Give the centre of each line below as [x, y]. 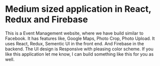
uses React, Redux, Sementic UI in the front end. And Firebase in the [75, 43]
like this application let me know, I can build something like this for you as [80, 54]
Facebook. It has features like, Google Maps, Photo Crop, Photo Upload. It [80, 38]
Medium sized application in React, [78, 9]
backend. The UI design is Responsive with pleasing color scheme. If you [79, 49]
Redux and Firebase [47, 19]
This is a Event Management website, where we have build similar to [74, 33]
